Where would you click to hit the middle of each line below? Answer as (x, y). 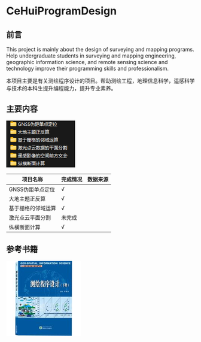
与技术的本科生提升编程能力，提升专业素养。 (61, 88)
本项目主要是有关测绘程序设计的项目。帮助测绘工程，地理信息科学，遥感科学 (100, 81)
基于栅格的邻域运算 (32, 208)
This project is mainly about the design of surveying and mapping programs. (100, 49)
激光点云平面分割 (30, 217)
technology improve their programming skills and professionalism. (88, 68)
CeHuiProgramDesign (62, 11)
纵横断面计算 (25, 227)
